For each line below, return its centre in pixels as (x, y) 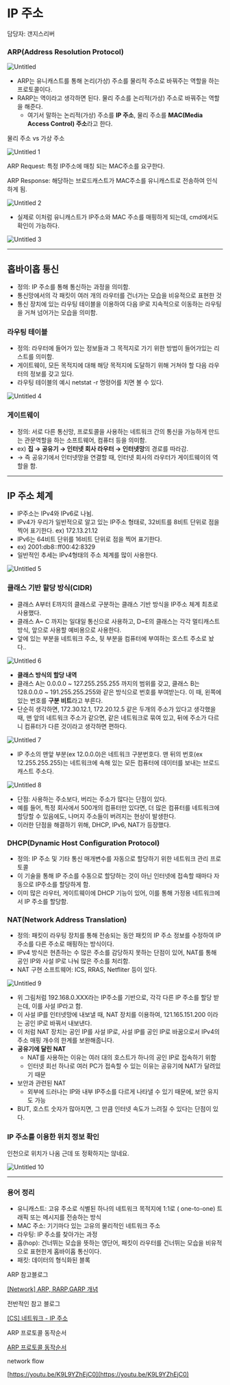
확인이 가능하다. (38, 225)
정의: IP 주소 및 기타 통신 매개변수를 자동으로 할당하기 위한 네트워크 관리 (113, 859)
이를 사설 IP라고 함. (57, 1006)
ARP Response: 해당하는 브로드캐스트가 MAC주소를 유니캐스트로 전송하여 (106, 181)
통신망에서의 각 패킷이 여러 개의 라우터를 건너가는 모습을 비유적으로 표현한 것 (119, 295)
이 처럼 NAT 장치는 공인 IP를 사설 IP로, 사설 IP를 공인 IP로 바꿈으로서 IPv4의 (118, 1032)
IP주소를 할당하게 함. (63, 885)
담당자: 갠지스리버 (31, 34)
